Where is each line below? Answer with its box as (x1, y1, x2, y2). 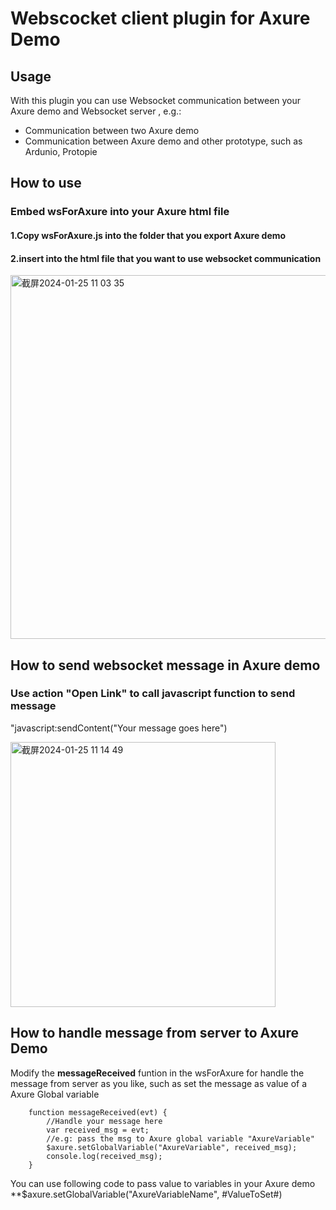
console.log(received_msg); (46, 1151, 163, 1161)
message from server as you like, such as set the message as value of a (10, 1077, 308, 1089)
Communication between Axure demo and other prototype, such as (24, 135, 303, 147)
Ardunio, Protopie (24, 146, 98, 157)
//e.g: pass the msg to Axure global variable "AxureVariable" (46, 1133, 315, 1144)
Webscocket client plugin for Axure (10, 7, 311, 30)
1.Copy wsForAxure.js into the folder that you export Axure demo (10, 229, 287, 241)
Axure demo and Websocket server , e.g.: (10, 105, 182, 117)
